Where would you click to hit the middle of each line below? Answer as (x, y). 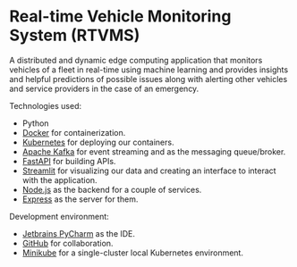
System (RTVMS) (75, 35)
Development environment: (59, 216)
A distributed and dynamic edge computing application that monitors (136, 60)
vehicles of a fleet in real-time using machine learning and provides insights (149, 70)
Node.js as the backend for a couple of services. (112, 189)
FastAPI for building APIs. (69, 161)
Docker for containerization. (74, 132)
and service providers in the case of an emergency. (104, 88)
